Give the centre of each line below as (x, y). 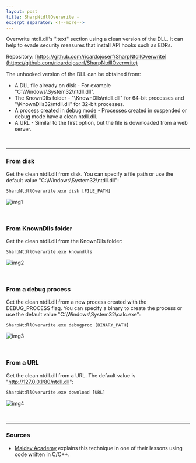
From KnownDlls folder (39, 228)
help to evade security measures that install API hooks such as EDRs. (89, 45)
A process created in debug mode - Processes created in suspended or (101, 110)
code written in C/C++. (42, 454)
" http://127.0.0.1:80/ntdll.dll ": (40, 382)
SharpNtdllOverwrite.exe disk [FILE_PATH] (58, 191)
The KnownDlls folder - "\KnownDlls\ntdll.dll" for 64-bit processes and (99, 98)
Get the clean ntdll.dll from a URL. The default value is (71, 375)
